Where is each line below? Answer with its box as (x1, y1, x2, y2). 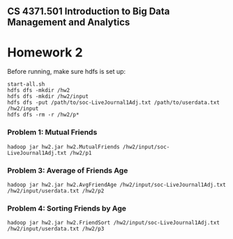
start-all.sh (7, 81, 45, 88)
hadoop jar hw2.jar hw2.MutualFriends (7, 143, 120, 151)
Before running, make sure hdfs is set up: (7, 68, 126, 76)
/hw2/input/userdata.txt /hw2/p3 (7, 226, 105, 233)
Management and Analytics (7, 17, 130, 29)
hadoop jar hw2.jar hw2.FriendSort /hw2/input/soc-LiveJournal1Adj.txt (7, 219, 220, 226)
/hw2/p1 (69, 149, 92, 156)
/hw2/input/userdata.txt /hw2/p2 (7, 187, 105, 194)
